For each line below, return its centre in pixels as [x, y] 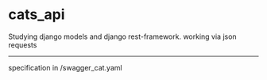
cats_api [37, 15]
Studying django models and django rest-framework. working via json [122, 36]
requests [23, 44]
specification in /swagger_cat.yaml [65, 67]
